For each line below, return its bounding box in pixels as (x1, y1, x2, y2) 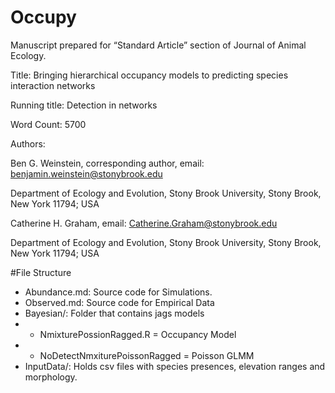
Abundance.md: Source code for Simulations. (24, 286, 213, 298)
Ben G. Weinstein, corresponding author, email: (10, 157, 205, 169)
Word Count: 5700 (10, 118, 87, 130)
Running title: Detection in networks (10, 99, 158, 111)
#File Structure (10, 266, 72, 278)
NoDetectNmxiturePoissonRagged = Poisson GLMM (39, 349, 255, 361)
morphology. (24, 371, 78, 383)
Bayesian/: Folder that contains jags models (24, 307, 205, 319)
